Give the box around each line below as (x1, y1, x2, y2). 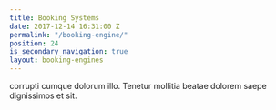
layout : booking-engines (9, 55, 104, 65)
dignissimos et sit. (9, 90, 77, 101)
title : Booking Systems (9, 13, 100, 23)
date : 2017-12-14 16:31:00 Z (9, 22, 120, 31)
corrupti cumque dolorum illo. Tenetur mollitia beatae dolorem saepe (9, 81, 267, 91)
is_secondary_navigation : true (9, 47, 128, 56)
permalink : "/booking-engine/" (9, 30, 128, 39)
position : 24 (9, 38, 59, 48)
